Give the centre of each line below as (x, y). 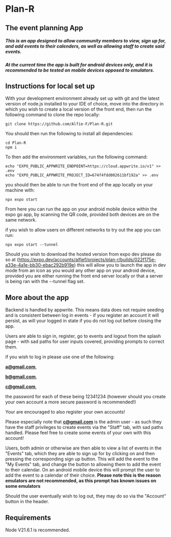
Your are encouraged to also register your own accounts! (65, 412)
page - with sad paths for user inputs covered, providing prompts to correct (85, 341)
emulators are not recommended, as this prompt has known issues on (81, 481)
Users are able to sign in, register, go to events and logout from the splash (83, 336)
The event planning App (44, 28)
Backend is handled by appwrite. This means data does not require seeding (85, 310)
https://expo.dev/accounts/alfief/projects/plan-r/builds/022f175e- (88, 260)
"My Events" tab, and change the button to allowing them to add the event (83, 464)
